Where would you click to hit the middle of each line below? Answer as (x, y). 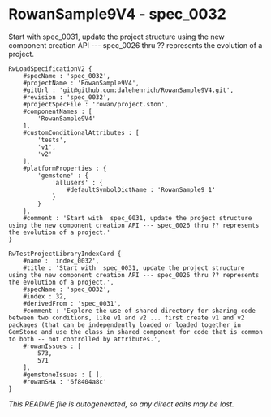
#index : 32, (45, 296)
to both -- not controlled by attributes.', (85, 339)
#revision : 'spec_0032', (67, 97)
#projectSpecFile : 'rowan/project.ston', (96, 104)
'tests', (52, 140)
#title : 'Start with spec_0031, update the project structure (134, 268)
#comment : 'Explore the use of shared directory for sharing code (139, 311)
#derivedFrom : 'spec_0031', (72, 303)
